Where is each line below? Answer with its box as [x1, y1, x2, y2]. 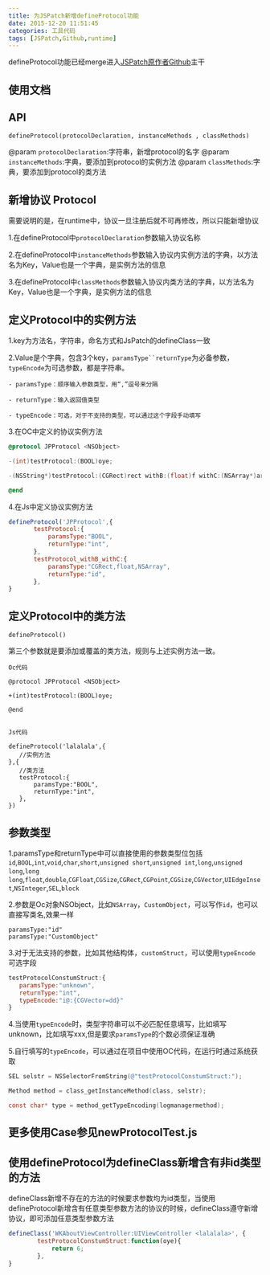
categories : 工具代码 [8, 27, 76, 35]
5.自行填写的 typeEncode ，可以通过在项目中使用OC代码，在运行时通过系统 [8, 1046, 252, 1056]
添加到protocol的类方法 [29, 167, 107, 177]
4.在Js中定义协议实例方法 [8, 501, 93, 511]
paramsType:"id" [8, 926, 63, 934]
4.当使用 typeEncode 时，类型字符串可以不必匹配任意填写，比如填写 [8, 1020, 227, 1029]
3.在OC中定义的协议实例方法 [8, 427, 103, 436]
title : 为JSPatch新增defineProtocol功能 [8, 11, 139, 20]
